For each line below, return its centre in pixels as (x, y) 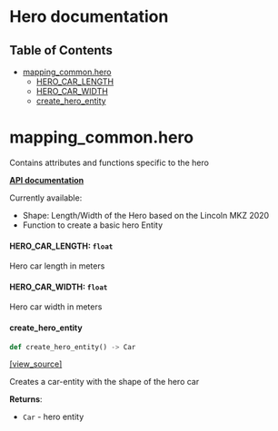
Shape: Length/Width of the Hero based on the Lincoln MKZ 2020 (146, 215)
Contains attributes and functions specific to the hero (109, 162)
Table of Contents (61, 50)
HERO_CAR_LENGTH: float (61, 246)
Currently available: (46, 198)
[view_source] (36, 364)
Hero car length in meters (57, 266)
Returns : (26, 399)
